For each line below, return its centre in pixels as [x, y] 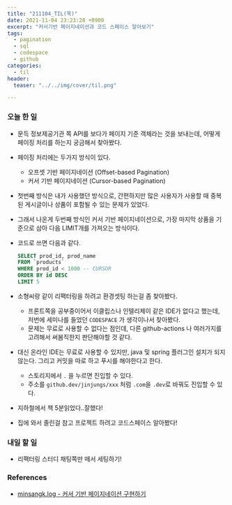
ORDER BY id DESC [42, 276]
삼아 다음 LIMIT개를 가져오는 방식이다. [88, 228]
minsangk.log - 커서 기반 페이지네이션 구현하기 [82, 494]
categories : [24, 66]
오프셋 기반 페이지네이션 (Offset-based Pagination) [98, 172]
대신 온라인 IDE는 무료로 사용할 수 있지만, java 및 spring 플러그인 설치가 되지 [121, 352]
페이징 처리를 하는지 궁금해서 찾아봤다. [69, 142]
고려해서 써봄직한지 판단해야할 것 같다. [80, 337]
